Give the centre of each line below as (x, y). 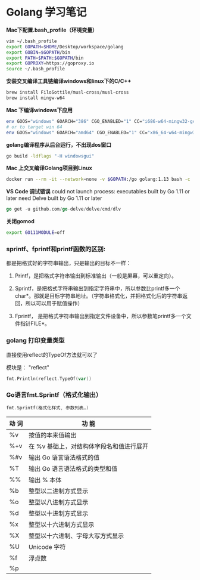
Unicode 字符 (47, 547)
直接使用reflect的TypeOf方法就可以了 (52, 354)
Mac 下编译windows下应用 (40, 110)
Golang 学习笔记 (46, 12)
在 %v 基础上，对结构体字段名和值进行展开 (89, 446)
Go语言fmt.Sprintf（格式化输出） (54, 395)
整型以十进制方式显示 (59, 513)
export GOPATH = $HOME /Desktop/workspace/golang (65, 47)
